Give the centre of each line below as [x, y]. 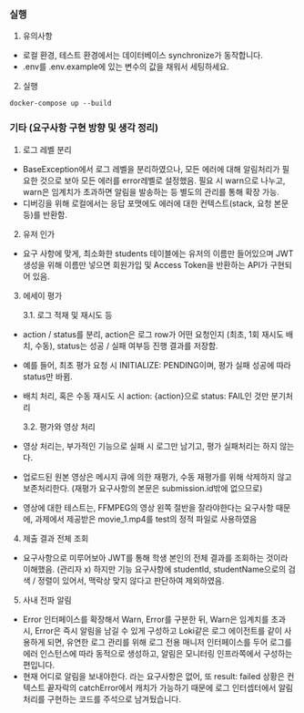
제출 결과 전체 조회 [56, 538]
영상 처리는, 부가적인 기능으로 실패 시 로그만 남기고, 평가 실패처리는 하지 [150, 446]
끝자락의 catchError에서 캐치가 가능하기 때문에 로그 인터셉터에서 [162, 687]
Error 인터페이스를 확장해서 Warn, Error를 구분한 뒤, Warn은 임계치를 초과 [154, 619]
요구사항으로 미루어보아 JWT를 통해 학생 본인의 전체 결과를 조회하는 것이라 [155, 557]
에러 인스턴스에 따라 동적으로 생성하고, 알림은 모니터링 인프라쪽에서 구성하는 [157, 653]
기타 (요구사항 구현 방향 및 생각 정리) [84, 128]
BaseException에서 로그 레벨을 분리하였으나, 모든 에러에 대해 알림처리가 [151, 169]
